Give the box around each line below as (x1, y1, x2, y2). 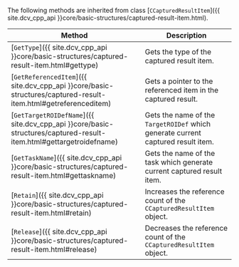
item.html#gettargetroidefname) (11, 137, 119, 147)
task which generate (144, 157, 213, 167)
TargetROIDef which (144, 119, 211, 129)
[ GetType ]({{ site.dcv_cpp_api (11, 43, 108, 52)
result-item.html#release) (11, 245, 97, 254)
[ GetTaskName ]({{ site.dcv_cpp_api (11, 153, 122, 162)
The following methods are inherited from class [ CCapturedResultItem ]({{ (7, 6, 221, 14)
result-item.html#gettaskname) (11, 171, 116, 180)
